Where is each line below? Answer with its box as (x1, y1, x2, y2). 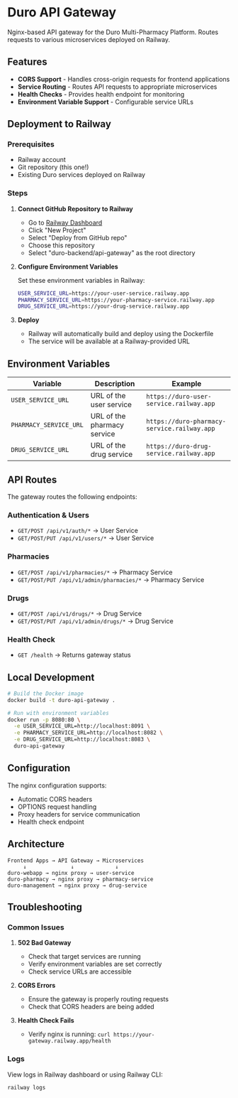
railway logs (7, 1084, 46, 1091)
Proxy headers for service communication (17, 809, 140, 818)
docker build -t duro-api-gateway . (7, 696, 115, 704)
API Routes (7, 473, 57, 485)
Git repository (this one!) (17, 163, 89, 171)
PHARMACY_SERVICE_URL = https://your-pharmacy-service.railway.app (17, 296, 215, 303)
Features (7, 56, 47, 68)
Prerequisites (7, 139, 55, 149)
